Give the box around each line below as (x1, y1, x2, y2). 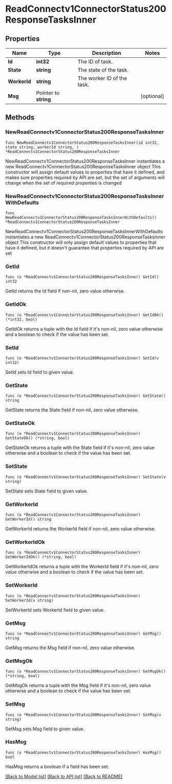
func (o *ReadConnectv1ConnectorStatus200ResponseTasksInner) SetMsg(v (5, 712, 161, 718)
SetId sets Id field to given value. (5, 369, 74, 375)
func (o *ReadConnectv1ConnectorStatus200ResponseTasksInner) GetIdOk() (5, 312, 164, 318)
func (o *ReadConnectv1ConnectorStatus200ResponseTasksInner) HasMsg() (5, 750, 161, 755)
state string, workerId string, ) (5, 144, 79, 150)
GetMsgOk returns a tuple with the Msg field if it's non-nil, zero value (5, 682, 151, 688)
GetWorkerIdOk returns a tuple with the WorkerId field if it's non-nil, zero (5, 564, 159, 570)
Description (92, 50, 121, 56)
